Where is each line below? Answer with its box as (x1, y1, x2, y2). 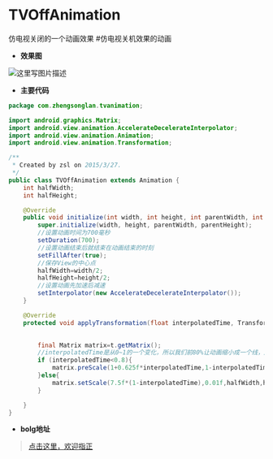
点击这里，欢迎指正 (28, 441, 93, 452)
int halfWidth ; (23, 184, 75, 192)
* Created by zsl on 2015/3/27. (11, 161, 122, 170)
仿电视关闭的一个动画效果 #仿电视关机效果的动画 (8, 33, 172, 43)
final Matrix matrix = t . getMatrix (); (37, 341, 162, 349)
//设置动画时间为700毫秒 (37, 229, 111, 237)
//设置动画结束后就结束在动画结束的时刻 (37, 244, 154, 252)
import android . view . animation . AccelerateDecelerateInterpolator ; (8, 123, 238, 132)
